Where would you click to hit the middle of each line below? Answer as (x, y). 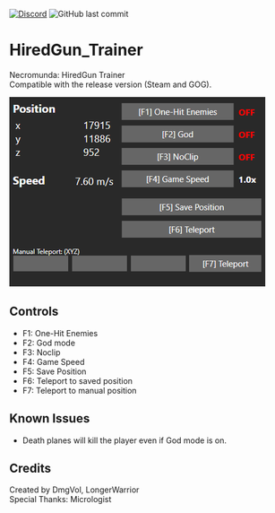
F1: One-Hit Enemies (60, 333)
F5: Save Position (54, 371)
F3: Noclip (41, 352)
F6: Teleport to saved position (77, 380)
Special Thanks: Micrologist (60, 500)
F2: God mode (49, 343)
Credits (30, 468)
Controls (34, 312)
